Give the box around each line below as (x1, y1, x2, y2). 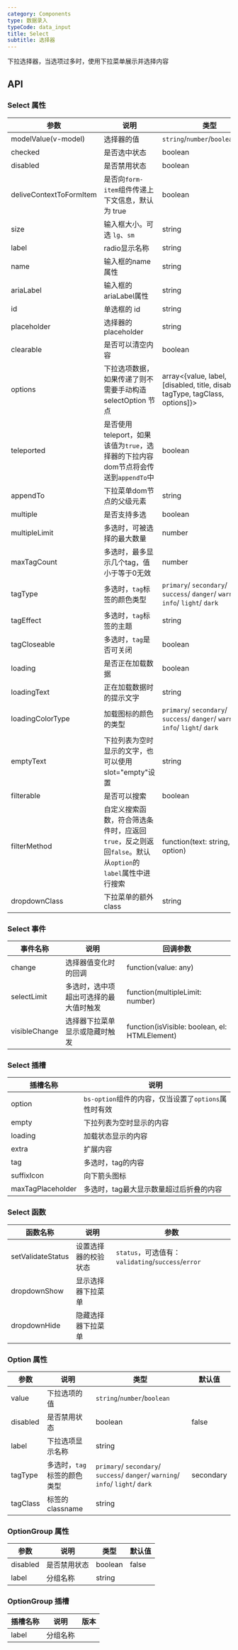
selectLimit (11, 992, 47, 1002)
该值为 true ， (103, 440, 147, 450)
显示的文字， (103, 746, 147, 756)
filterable (11, 790, 41, 800)
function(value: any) (126, 962, 194, 972)
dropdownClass (11, 896, 64, 906)
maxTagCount (11, 557, 58, 567)
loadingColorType (11, 713, 70, 723)
